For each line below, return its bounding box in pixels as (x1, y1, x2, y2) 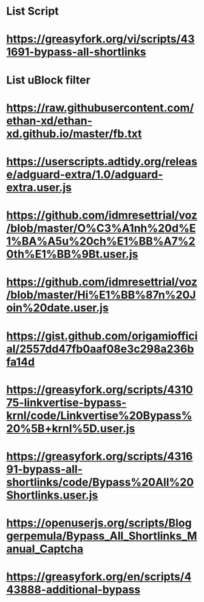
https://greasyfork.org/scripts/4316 (6, 449, 193, 463)
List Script (6, 4, 59, 18)
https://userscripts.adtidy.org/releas (6, 154, 197, 168)
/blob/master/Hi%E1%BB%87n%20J (6, 288, 196, 302)
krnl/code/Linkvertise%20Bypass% (6, 408, 192, 422)
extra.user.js (6, 180, 72, 194)
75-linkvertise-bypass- (6, 395, 127, 409)
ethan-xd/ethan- (6, 114, 93, 127)
